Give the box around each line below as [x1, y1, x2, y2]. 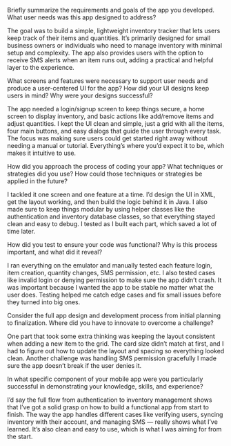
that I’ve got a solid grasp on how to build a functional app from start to [7, 403, 209, 411]
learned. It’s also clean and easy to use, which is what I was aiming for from [7, 425, 222, 433]
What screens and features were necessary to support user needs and [7, 77, 208, 85]
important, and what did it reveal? [7, 248, 102, 256]
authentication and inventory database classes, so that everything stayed [7, 212, 216, 221]
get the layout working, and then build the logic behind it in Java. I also [7, 198, 208, 206]
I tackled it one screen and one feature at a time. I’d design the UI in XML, [7, 190, 216, 198]
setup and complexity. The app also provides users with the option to [7, 48, 203, 57]
